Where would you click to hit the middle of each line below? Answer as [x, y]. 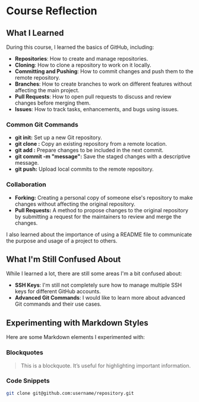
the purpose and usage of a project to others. [62, 241]
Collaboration [26, 184]
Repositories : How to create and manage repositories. [81, 59]
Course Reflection [52, 11]
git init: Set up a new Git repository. [58, 137]
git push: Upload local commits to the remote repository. [84, 169]
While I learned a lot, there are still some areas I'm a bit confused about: [94, 274]
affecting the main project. [47, 90]
